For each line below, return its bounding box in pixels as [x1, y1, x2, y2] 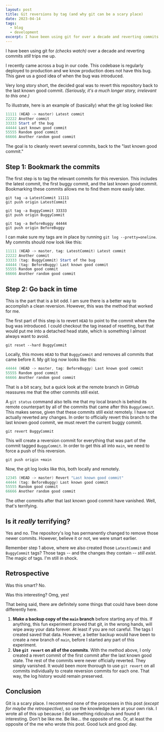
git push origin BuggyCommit [5, 212, 65, 218]
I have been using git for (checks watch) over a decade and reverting [5, 47, 144, 54]
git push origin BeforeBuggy [5, 225, 65, 230]
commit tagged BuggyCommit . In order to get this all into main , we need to [5, 443, 150, 448]
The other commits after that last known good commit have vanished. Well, [5, 498, 156, 504]
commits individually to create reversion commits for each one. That [12, 668, 150, 674]
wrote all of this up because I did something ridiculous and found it [5, 710, 140, 716]
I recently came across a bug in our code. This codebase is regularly [5, 62, 143, 68]
